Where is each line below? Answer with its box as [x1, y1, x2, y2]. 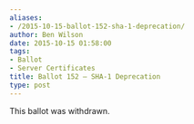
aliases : [9, 13, 43, 23]
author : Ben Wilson [9, 30, 84, 39]
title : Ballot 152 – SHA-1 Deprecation [9, 72, 161, 81]
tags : [9, 47, 30, 56]
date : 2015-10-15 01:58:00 [9, 38, 112, 48]
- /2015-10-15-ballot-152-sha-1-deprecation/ [9, 22, 185, 31]
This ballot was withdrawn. [9, 105, 111, 116]
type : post [9, 81, 51, 90]
